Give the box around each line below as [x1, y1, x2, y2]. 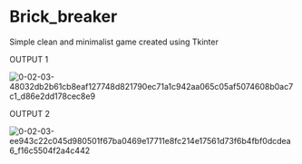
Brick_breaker [9, 6, 118, 27]
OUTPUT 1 [9, 53, 49, 64]
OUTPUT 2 [9, 108, 51, 119]
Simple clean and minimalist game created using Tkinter [9, 36, 219, 47]
